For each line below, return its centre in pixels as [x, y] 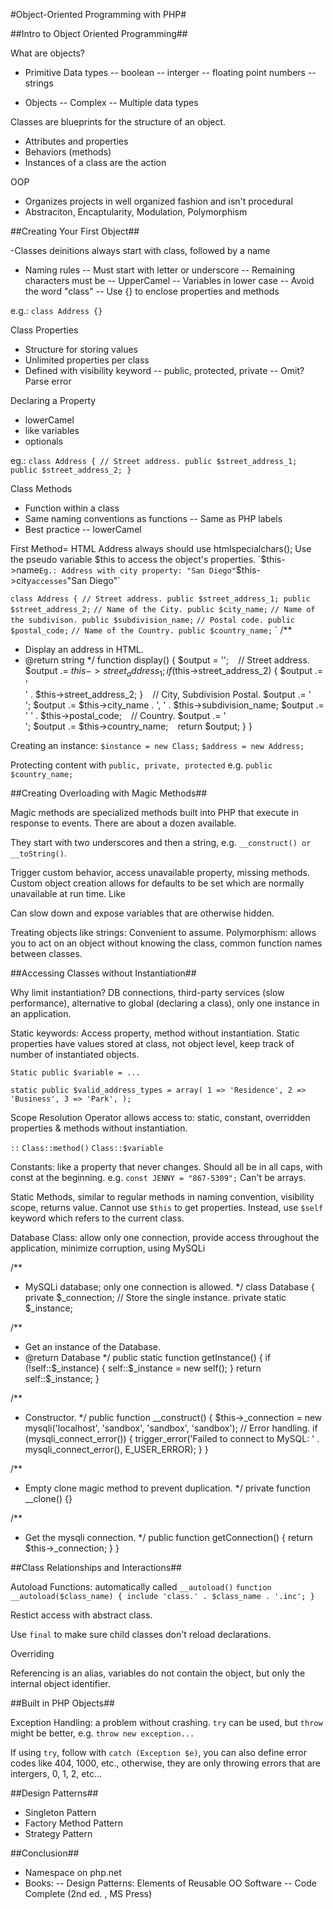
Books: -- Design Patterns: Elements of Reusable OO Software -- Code [170, 1883]
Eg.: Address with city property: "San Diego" [137, 571]
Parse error [48, 381]
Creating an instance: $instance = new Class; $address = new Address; [157, 745]
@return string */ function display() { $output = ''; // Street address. [167, 660]
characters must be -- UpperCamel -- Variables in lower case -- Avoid [169, 280]
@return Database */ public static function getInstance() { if [148, 1357]
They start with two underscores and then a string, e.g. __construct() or [161, 842]
